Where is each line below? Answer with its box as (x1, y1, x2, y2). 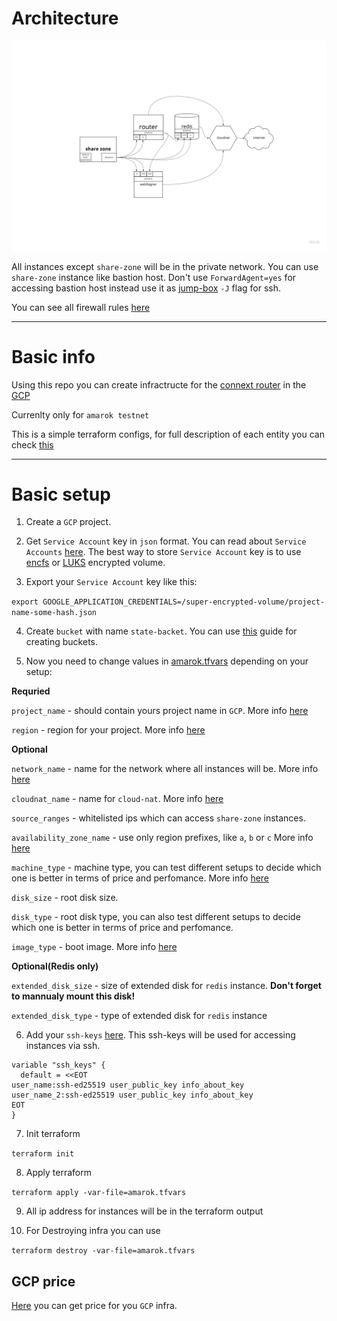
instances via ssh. (25, 1040, 101, 1052)
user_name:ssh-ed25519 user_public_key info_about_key (11, 1080, 245, 1091)
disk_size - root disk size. (11, 892, 119, 904)
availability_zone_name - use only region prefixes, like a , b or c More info (11, 832, 314, 844)
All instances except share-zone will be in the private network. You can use (11, 260, 319, 272)
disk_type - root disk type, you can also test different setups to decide (11, 911, 301, 923)
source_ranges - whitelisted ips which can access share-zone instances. (11, 812, 306, 824)
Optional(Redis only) (11, 960, 99, 972)
